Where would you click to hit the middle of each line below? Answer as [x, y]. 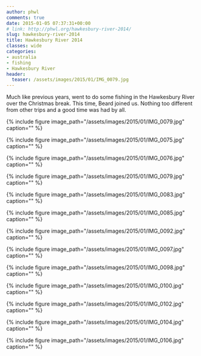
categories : [21, 52]
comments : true [26, 18]
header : [16, 74]
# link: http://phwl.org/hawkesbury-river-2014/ [69, 29]
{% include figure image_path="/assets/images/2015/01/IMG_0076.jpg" [95, 158]
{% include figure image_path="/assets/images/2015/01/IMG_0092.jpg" [96, 231]
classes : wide [24, 46]
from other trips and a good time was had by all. [66, 110]
